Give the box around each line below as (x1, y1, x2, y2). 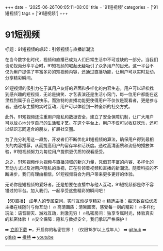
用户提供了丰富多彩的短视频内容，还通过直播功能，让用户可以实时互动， (13, 69, 158, 75)
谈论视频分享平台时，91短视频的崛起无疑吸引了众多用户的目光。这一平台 (5, 62, 150, 68)
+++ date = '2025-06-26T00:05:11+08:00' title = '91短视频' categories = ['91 (5, 4, 158, 10)
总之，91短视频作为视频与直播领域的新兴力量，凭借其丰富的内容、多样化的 (5, 159, 154, 165)
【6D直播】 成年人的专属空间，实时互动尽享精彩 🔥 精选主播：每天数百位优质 (5, 198, 158, 204)
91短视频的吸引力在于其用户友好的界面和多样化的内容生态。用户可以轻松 (5, 85, 150, 91)
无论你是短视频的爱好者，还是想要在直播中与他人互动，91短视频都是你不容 (5, 181, 154, 187)
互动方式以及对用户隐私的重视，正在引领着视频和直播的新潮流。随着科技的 (5, 165, 154, 171)
